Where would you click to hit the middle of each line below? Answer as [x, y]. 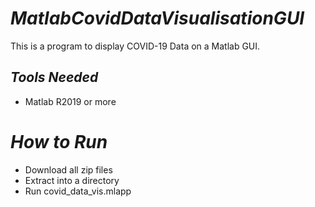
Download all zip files [68, 169]
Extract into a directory [72, 180]
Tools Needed [54, 77]
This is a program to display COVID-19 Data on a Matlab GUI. [135, 46]
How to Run [59, 141]
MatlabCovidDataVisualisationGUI [157, 18]
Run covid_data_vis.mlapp [78, 191]
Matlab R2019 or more [70, 101]
